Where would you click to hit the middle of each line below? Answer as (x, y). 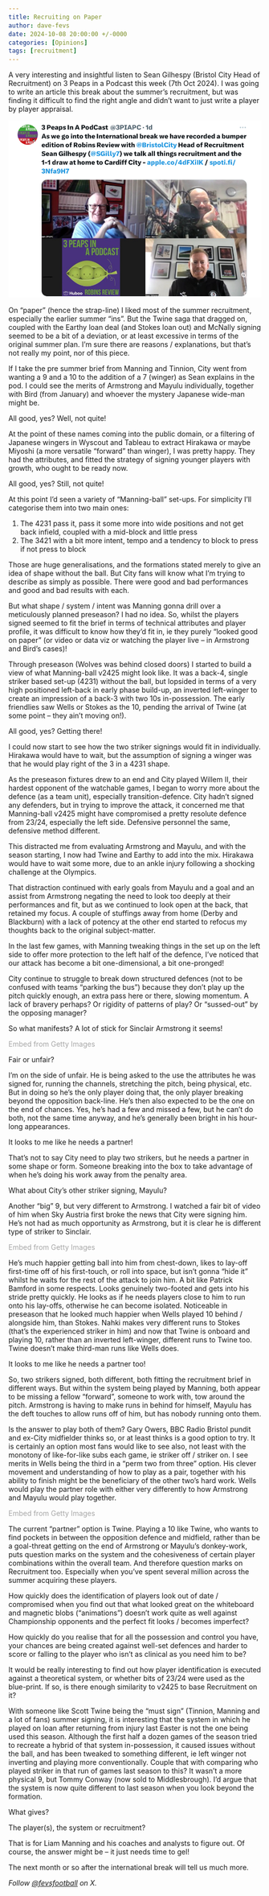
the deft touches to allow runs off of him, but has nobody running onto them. (135, 1414)
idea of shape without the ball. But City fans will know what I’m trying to (127, 573)
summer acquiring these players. (63, 1581)
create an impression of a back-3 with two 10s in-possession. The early (126, 699)
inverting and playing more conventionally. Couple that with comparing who (133, 1762)
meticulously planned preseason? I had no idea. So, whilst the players (124, 615)
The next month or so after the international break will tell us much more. (128, 1868)
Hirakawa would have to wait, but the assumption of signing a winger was (130, 756)
